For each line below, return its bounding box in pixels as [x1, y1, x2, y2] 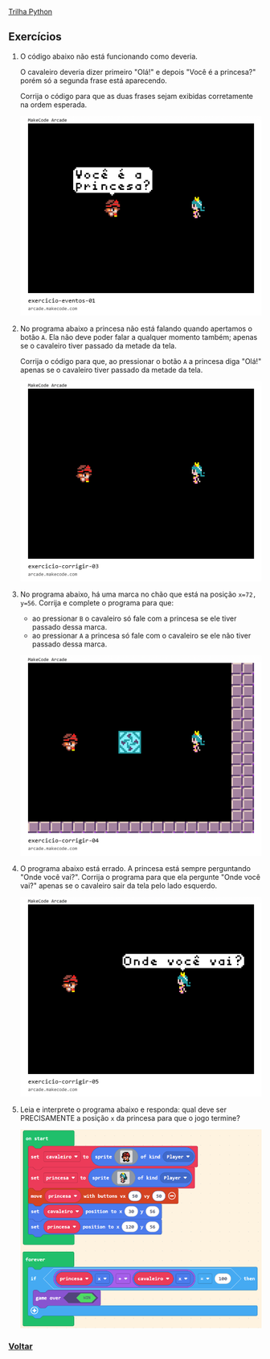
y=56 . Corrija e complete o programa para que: [19, 598, 174, 608]
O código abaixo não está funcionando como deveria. [19, 52, 198, 61]
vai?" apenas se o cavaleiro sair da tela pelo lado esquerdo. [19, 881, 218, 890]
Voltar [8, 1340, 34, 1352]
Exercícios [8, 30, 62, 43]
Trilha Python [8, 7, 53, 16]
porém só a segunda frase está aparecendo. [19, 76, 167, 85]
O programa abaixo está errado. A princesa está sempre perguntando [19, 863, 252, 873]
